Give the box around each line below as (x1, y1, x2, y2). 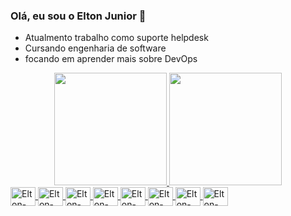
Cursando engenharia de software (24, 42, 167, 54)
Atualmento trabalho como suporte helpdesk (24, 32, 209, 44)
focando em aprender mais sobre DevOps (24, 53, 198, 65)
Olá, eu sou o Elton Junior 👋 (10, 9, 147, 23)
